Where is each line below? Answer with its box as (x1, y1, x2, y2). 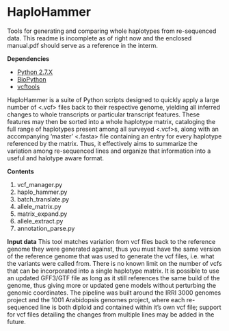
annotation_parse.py (16, 224, 75, 232)
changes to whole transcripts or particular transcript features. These (7, 110, 200, 119)
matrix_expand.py (16, 210, 68, 218)
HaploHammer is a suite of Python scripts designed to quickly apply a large (7, 95, 219, 103)
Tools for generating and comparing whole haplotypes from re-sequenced (7, 27, 217, 35)
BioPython (16, 75, 46, 83)
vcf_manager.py (16, 180, 63, 188)
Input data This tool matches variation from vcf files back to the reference (7, 237, 216, 245)
